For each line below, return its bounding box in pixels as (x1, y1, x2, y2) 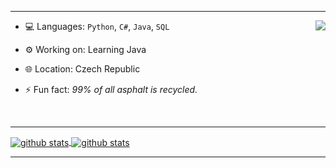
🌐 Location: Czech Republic (24, 63, 141, 75)
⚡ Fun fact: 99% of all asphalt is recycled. (24, 84, 198, 95)
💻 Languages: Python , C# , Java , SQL (24, 21, 170, 32)
